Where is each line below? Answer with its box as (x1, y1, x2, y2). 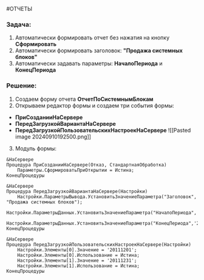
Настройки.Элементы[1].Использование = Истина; (17, 262, 140, 269)
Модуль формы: (15, 145, 56, 152)
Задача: (6, 20, 32, 29)
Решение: (6, 81, 37, 90)
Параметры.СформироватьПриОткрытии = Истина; (17, 167, 135, 173)
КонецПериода (15, 66, 56, 73)
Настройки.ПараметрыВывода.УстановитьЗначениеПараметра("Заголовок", (17, 194, 197, 200)
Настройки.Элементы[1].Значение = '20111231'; (17, 258, 137, 264)
